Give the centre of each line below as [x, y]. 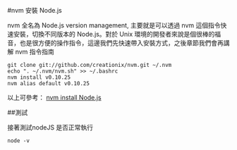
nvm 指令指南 [35, 52]
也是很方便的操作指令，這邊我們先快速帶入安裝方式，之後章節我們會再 [121, 43]
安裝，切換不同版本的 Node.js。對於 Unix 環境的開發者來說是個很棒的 [114, 34]
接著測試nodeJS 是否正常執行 [50, 127]
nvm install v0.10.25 [39, 77]
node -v [19, 141]
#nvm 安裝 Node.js [35, 10]
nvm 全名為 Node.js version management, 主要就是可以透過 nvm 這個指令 [114, 25]
